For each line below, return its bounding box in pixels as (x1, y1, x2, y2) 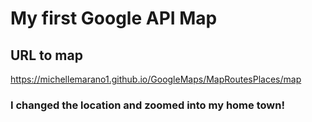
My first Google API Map (10, 7, 218, 30)
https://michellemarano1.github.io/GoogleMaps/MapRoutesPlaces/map (10, 73, 302, 85)
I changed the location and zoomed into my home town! (10, 98, 285, 112)
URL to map (10, 47, 83, 64)
